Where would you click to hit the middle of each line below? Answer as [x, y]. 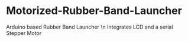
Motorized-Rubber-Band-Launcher [94, 11]
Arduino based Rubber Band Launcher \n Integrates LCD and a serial [90, 27]
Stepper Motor [24, 33]
